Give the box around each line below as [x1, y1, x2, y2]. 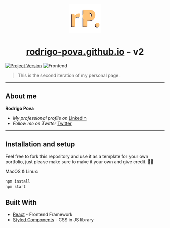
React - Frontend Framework [12, 211, 73, 218]
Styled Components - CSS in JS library [12, 217, 94, 223]
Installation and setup [5, 140, 75, 149]
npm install [5, 178, 30, 184]
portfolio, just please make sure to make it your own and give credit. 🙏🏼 [5, 158, 154, 165]
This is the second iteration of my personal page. [17, 72, 120, 78]
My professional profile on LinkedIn [12, 115, 87, 121]
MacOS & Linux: [5, 168, 39, 174]
